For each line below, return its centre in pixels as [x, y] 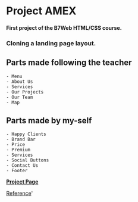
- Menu [14, 76]
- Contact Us [22, 166]
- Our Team [20, 97]
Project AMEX [41, 11]
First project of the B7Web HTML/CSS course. [64, 27]
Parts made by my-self [49, 120]
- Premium [18, 150]
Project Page [22, 182]
